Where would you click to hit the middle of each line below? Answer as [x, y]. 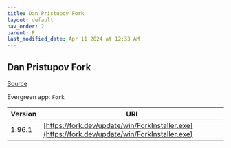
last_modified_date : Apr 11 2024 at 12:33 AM [73, 39]
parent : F [21, 33]
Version [24, 114]
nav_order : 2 [26, 26]
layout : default [30, 20]
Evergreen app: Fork [36, 96]
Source [17, 83]
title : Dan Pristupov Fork [46, 13]
